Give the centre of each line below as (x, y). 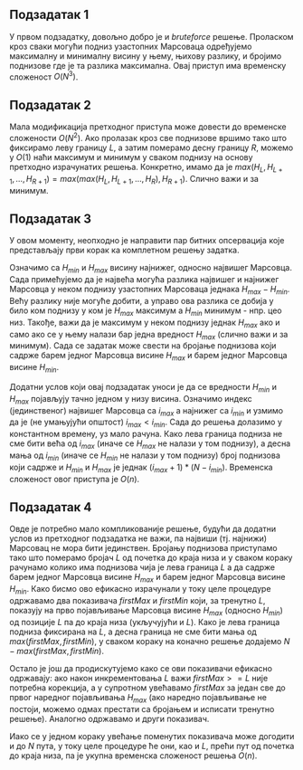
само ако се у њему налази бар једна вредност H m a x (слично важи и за (149, 335)
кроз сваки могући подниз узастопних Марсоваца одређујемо (131, 46)
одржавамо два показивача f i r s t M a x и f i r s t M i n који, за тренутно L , (137, 600)
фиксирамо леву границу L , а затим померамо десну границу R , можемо (151, 147)
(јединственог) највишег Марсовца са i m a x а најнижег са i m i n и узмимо (146, 411)
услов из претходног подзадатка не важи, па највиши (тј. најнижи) (138, 538)
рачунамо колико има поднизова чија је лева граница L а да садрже (142, 567)
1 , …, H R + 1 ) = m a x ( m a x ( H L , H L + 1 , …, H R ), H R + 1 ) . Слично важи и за (134, 180)
